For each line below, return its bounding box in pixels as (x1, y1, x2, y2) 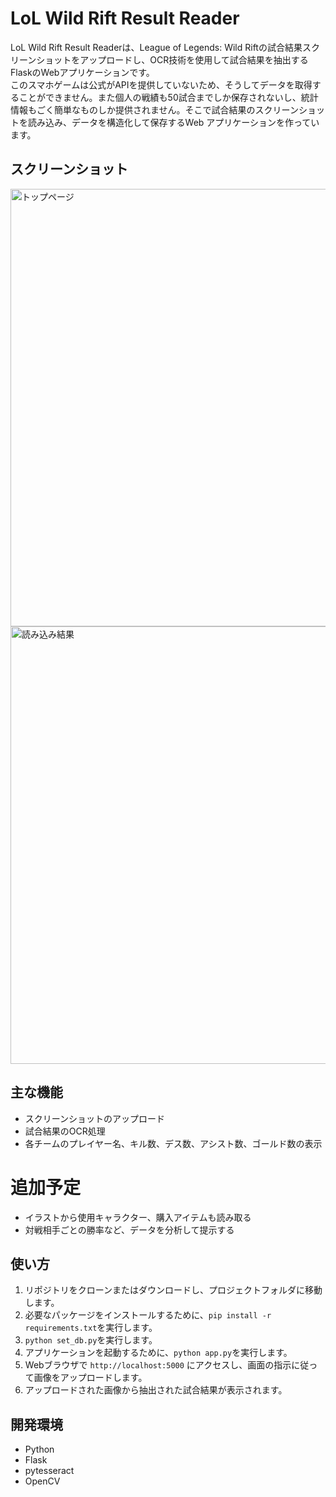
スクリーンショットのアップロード (24, 1112, 166, 1124)
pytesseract (24, 1465, 75, 1477)
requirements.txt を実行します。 (24, 1322, 158, 1334)
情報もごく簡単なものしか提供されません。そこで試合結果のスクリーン (10, 103, 299, 116)
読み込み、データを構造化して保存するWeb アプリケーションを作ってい (27, 116, 320, 128)
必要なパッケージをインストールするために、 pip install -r (24, 1309, 272, 1321)
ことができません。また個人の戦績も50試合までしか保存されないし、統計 (18, 91, 319, 103)
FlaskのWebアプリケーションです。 (10, 66, 155, 78)
